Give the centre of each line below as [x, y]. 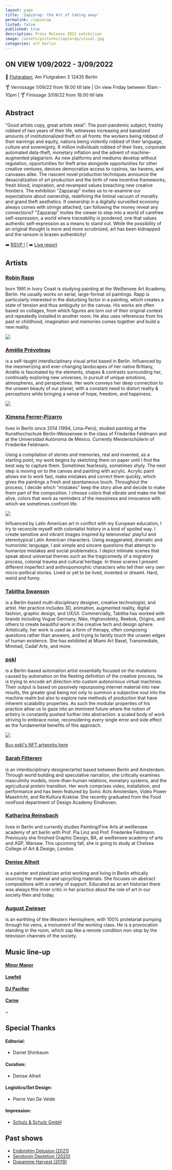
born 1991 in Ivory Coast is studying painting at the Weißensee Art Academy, [86, 289]
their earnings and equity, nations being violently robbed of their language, [84, 141]
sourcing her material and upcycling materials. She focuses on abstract [80, 879]
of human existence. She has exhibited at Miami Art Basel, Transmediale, [82, 640]
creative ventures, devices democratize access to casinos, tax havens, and [84, 169]
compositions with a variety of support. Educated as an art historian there [83, 884]
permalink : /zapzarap [28, 20]
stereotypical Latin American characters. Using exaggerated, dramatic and [84, 539]
